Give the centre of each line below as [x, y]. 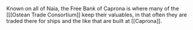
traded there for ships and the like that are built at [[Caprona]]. [84, 21]
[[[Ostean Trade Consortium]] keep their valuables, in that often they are [96, 15]
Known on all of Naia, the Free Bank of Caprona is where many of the [93, 9]
